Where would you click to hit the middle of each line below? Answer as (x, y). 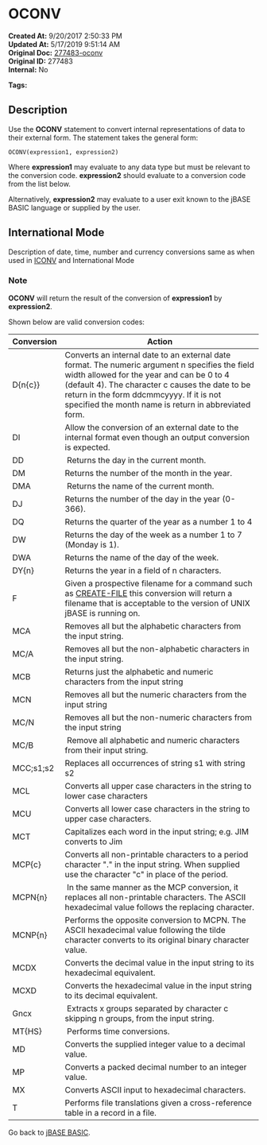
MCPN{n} (30, 897)
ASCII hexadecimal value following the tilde (145, 930)
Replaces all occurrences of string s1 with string (155, 763)
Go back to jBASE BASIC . (50, 1132)
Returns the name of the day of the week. (142, 557)
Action (160, 341)
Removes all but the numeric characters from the (156, 694)
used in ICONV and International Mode (72, 260)
